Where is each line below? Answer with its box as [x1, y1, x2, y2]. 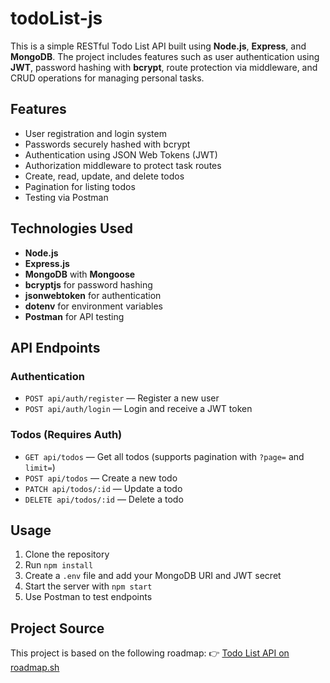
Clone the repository [24, 548, 110, 561]
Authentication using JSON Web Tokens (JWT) [24, 148, 218, 161]
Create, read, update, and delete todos [24, 170, 185, 182]
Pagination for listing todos [24, 180, 136, 192]
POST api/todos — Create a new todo [24, 472, 178, 484]
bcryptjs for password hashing [24, 278, 153, 291]
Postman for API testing [24, 310, 125, 322]
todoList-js [10, 7, 103, 30]
